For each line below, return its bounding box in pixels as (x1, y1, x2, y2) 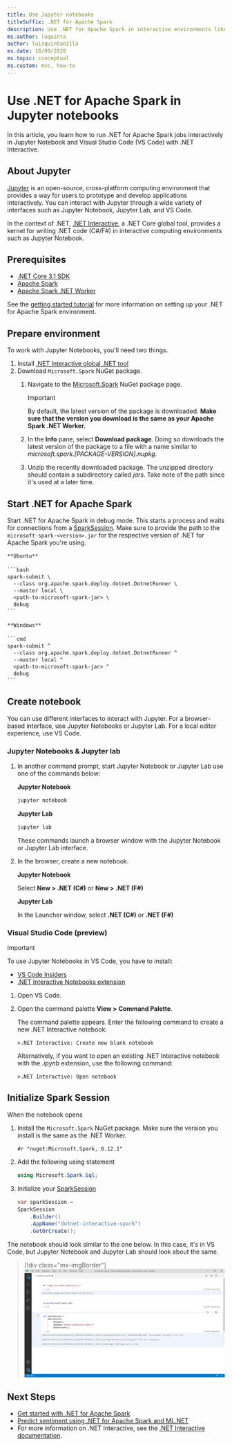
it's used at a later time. (27, 478, 95, 486)
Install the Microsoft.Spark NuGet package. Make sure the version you (17, 1124, 218, 1132)
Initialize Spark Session (7, 1092, 110, 1104)
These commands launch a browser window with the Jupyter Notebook (17, 836, 221, 844)
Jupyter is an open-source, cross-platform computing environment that (7, 183, 211, 192)
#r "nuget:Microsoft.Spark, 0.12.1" (17, 1145, 123, 1152)
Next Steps (7, 1391, 56, 1402)
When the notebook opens (7, 1110, 83, 1119)
